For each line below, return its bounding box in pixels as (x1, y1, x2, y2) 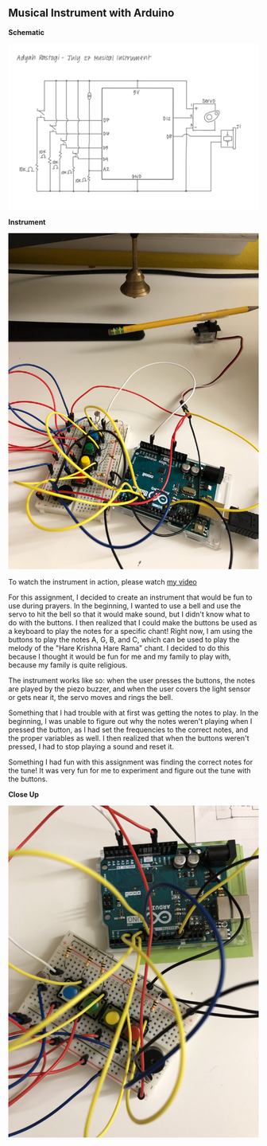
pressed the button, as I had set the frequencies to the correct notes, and (8, 725, 249, 734)
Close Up (8, 789, 40, 799)
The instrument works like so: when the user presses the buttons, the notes (8, 675, 256, 685)
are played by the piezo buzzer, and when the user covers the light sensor (8, 684, 251, 694)
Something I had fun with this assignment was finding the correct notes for (8, 757, 253, 767)
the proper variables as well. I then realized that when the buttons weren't (8, 733, 250, 743)
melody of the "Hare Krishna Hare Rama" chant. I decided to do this (8, 643, 230, 652)
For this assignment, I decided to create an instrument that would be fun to (8, 593, 253, 602)
